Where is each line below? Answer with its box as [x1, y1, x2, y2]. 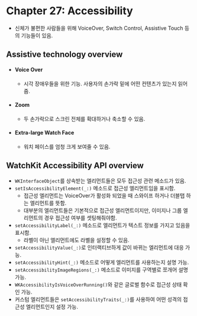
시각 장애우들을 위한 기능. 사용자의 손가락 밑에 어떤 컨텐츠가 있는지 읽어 [23, 80, 188, 87]
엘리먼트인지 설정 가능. [25, 303, 79, 310]
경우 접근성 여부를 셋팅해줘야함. [44, 214, 117, 221]
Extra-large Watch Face [14, 129, 75, 136]
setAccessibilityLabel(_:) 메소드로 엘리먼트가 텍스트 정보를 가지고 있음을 [14, 221, 190, 229]
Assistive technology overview [6, 49, 123, 60]
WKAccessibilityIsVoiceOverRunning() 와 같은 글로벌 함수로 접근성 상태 [14, 280, 182, 288]
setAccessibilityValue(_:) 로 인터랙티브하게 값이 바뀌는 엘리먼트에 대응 [14, 244, 185, 251]
